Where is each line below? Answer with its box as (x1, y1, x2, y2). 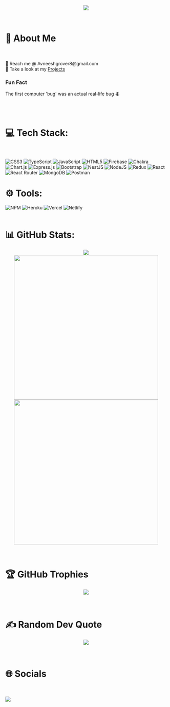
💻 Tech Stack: (5, 127, 69, 139)
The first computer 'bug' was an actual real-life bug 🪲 (5, 91, 120, 97)
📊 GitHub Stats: (5, 229, 75, 241)
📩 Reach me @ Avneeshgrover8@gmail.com (5, 60, 99, 66)
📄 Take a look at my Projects (5, 66, 66, 72)
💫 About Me (5, 32, 56, 44)
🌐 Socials (5, 668, 47, 680)
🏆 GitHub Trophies (5, 569, 89, 580)
